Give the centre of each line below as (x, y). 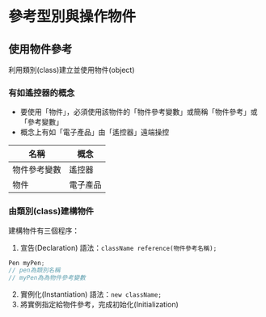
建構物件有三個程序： (44, 230)
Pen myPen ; (27, 263)
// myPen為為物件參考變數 (47, 278)
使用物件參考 (40, 49)
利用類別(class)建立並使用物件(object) (72, 70)
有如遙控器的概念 (42, 92)
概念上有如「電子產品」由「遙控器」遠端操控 (95, 132)
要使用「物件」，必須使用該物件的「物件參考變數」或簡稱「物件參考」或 (139, 112)
